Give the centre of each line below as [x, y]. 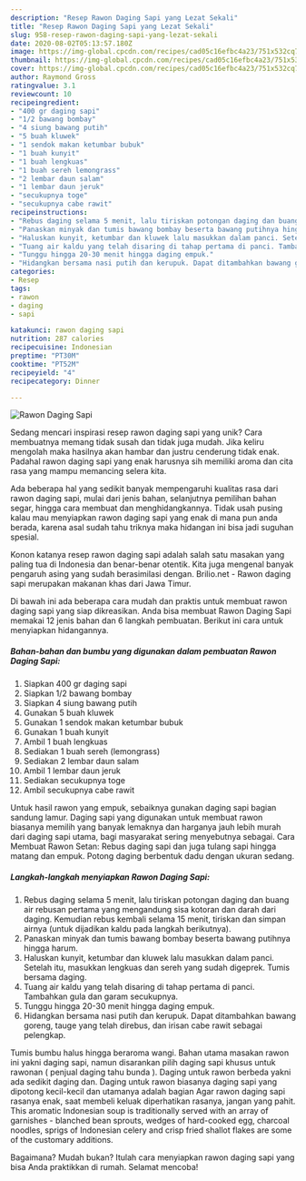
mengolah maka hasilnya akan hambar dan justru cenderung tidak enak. [145, 452]
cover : [23, 69]
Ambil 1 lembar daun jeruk [72, 771]
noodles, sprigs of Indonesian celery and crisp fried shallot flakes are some [151, 1130]
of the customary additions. [62, 1140]
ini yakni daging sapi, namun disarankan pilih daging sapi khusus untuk [143, 1063]
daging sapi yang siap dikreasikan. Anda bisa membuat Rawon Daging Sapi [151, 611]
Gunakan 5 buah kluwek [69, 713]
